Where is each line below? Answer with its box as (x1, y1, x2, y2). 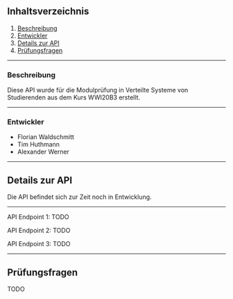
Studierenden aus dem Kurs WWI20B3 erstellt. (7, 93, 141, 102)
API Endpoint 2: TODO (7, 226, 71, 235)
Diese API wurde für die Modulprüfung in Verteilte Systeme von (7, 86, 189, 95)
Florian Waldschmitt (17, 133, 75, 141)
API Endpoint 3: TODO (7, 240, 71, 248)
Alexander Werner (17, 147, 69, 156)
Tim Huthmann (17, 140, 60, 149)
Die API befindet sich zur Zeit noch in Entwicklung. (7, 193, 152, 201)
